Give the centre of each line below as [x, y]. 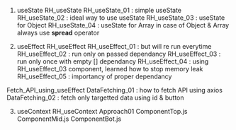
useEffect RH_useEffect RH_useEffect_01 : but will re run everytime [114, 46]
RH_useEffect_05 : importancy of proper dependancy [94, 76]
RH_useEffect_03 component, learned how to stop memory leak [110, 69]
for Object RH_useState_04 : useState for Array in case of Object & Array [123, 25]
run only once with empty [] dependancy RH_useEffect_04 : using [113, 61]
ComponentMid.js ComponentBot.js [69, 119]
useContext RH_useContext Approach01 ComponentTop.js [102, 111]
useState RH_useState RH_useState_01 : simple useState [99, 10]
